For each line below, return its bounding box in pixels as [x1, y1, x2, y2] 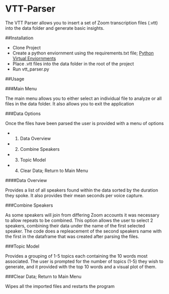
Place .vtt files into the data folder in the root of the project [12, 61, 134, 67]
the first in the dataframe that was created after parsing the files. [5, 233, 139, 240]
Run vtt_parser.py [12, 66, 49, 72]
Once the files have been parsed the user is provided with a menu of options [5, 120, 164, 126]
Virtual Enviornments [12, 55, 56, 61]
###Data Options [5, 110, 41, 116]
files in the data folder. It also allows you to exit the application [5, 100, 134, 106]
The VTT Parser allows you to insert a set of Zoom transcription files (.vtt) [5, 20, 158, 26]
